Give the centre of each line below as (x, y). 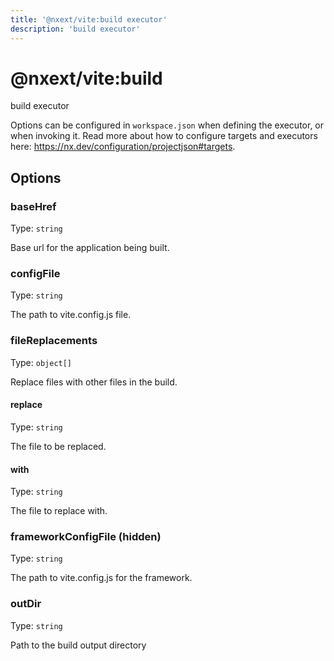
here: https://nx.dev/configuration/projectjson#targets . (123, 147)
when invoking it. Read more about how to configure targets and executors (164, 136)
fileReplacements (54, 341)
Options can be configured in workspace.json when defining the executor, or (167, 125)
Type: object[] (41, 362)
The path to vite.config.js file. (71, 315)
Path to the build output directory (78, 645)
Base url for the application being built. (90, 248)
